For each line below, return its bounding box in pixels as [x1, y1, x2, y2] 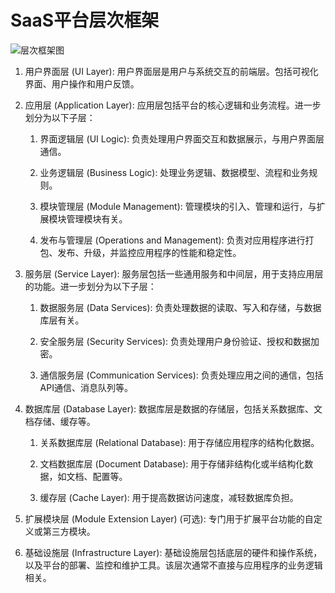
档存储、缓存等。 [24, 415, 96, 427]
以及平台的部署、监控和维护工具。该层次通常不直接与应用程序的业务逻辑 [24, 559, 323, 571]
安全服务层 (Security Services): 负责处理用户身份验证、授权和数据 [39, 335, 312, 347]
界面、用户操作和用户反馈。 [24, 77, 140, 90]
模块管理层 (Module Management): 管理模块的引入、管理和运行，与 [39, 200, 317, 212]
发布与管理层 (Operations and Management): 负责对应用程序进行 [39, 234, 306, 246]
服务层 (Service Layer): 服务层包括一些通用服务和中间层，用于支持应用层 [24, 267, 324, 280]
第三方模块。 [42, 525, 96, 537]
